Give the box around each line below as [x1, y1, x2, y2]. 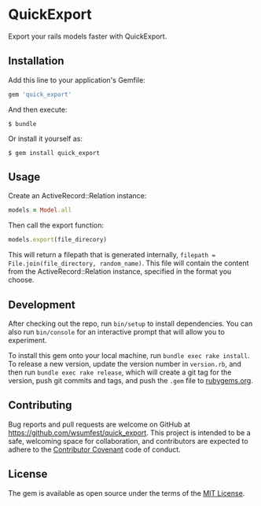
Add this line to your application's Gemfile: [8, 75, 145, 84]
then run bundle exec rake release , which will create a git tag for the [8, 367, 232, 377]
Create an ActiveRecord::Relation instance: [8, 191, 147, 201]
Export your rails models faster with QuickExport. [8, 31, 167, 41]
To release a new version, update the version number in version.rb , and [8, 360, 242, 368]
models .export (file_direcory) [8, 236, 108, 244]
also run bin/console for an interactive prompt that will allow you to [8, 327, 226, 336]
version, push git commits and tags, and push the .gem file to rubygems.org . [8, 376, 254, 385]
